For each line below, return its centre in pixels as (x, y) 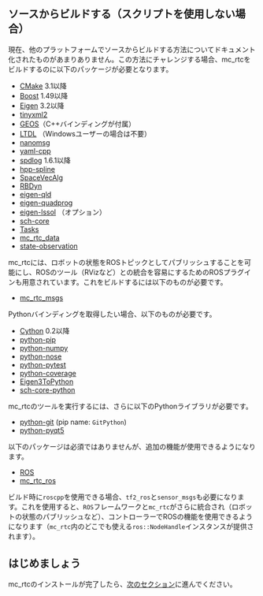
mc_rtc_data (40, 237)
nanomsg (35, 142)
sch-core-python (47, 389)
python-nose (41, 356)
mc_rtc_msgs (41, 297)
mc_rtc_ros (38, 480)
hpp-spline (37, 169)
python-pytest (43, 364)
